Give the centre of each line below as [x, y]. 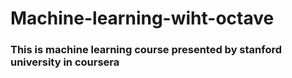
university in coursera [65, 62]
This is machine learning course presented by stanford [146, 50]
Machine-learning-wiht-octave [142, 18]
